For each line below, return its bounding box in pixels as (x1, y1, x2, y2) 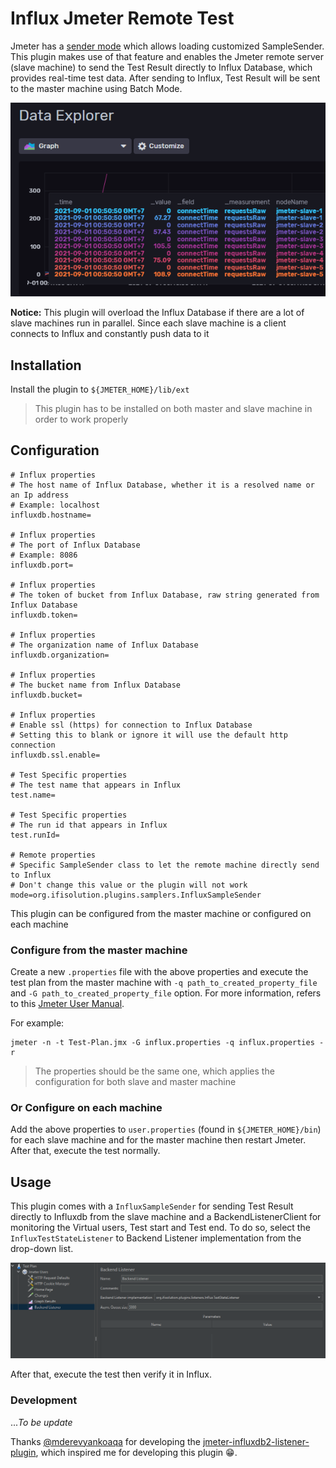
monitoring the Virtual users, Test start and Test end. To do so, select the (10, 1222, 311, 1234)
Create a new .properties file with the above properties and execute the (10, 966, 309, 978)
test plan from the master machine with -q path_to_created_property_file (10, 977, 318, 989)
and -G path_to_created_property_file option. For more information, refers (10, 987, 322, 999)
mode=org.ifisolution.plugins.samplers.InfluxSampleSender (10, 890, 262, 900)
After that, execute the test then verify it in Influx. (10, 1368, 212, 1381)
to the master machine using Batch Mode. (10, 82, 183, 94)
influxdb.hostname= (10, 510, 92, 520)
